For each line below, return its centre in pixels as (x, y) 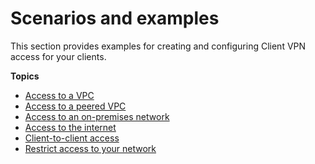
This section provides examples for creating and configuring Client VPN (158, 46)
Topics (25, 76)
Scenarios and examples (115, 18)
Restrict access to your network (90, 148)
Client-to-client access (72, 138)
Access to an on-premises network (97, 116)
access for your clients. (58, 56)
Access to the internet (70, 127)
